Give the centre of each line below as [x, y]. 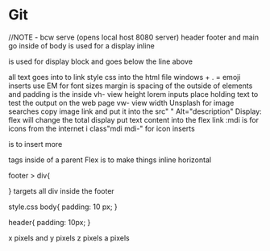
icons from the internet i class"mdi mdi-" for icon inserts [102, 128]
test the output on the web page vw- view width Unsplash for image [121, 102]
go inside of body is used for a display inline [81, 45]
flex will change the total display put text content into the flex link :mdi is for [134, 119]
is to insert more [35, 144]
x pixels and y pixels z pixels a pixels [69, 238]
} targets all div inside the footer [61, 190]
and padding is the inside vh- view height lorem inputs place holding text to [133, 94]
